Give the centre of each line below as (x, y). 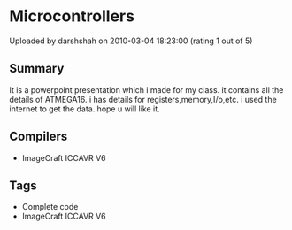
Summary (37, 69)
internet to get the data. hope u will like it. (85, 109)
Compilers (38, 137)
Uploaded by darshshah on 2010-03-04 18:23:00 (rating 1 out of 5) (131, 41)
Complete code (50, 207)
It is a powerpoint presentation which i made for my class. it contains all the (146, 89)
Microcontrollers (72, 16)
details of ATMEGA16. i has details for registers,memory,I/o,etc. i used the (143, 99)
